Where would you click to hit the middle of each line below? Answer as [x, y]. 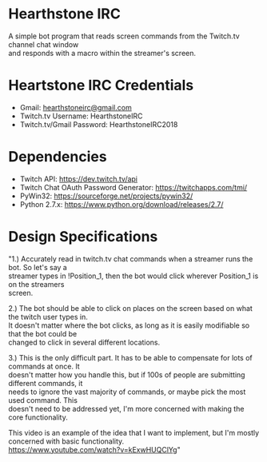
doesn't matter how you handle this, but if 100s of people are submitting [127, 374]
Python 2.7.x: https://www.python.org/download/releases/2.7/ [122, 204]
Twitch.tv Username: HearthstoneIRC [81, 116]
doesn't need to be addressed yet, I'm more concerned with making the [126, 408]
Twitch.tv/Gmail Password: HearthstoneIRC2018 [99, 124]
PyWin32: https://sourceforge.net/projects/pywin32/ [106, 196]
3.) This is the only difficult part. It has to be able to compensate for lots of [131, 357]
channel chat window [44, 44]
